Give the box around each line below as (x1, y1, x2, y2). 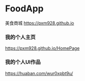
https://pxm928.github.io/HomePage (5, 45, 80, 51)
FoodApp (5, 3, 43, 14)
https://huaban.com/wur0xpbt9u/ (5, 70, 73, 76)
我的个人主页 (5, 33, 36, 40)
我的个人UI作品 (5, 59, 41, 66)
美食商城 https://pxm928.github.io (5, 20, 74, 26)
